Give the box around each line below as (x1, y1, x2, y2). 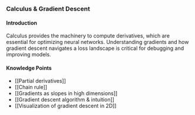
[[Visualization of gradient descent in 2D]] (14, 102, 117, 110)
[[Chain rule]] (14, 84, 48, 91)
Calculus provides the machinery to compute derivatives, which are (6, 32, 170, 39)
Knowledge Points (6, 64, 52, 72)
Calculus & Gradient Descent (6, 5, 90, 13)
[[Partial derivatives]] (14, 77, 66, 84)
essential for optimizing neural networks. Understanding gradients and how (6, 39, 189, 46)
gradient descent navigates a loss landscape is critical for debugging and (6, 45, 184, 52)
